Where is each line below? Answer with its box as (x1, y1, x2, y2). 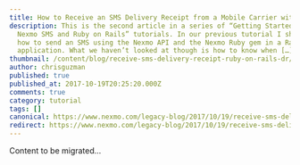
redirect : (9, 121, 46, 130)
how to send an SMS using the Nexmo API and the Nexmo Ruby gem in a (17, 37, 281, 47)
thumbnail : (9, 54, 50, 63)
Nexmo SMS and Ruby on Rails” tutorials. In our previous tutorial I (17, 29, 281, 38)
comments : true (9, 87, 66, 96)
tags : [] (9, 104, 42, 113)
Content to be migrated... (9, 145, 102, 156)
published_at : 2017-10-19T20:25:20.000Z (9, 79, 162, 88)
